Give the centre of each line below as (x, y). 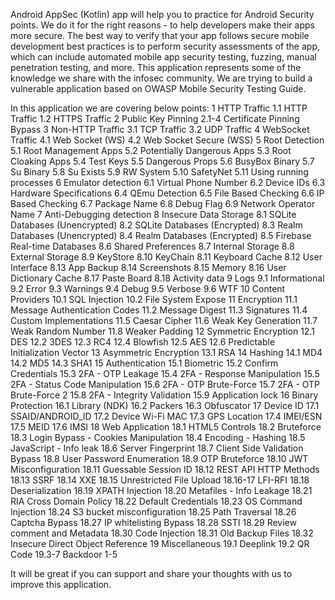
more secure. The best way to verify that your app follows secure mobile (160, 35)
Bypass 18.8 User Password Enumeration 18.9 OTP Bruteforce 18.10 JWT (159, 458)
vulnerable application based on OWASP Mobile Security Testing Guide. (158, 88)
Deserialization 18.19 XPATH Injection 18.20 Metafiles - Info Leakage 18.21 (161, 490)
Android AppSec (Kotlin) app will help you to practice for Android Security (162, 14)
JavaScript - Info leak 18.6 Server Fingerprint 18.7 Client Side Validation (157, 448)
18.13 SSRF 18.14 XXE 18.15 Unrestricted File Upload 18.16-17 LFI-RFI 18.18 (160, 480)
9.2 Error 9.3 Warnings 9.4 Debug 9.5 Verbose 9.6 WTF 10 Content (148, 288)
